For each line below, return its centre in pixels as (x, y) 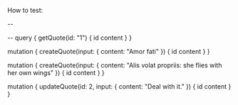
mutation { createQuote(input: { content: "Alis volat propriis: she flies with (115, 65)
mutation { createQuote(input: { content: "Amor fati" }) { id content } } (109, 51)
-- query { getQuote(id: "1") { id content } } (69, 38)
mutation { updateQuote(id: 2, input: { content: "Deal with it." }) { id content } (119, 87)
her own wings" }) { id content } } (56, 73)
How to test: (25, 10)
